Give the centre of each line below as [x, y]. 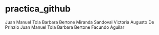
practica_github [38, 9]
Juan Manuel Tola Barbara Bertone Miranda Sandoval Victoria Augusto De [79, 22]
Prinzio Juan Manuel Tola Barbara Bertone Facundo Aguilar [65, 27]
